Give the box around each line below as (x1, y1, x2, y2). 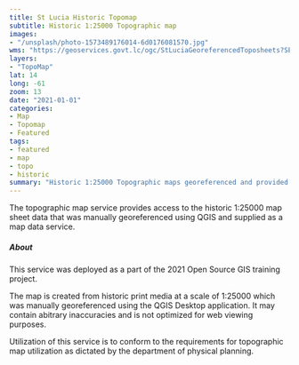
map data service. (9, 221, 76, 232)
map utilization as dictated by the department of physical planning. (9, 345, 255, 356)
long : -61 (9, 79, 46, 88)
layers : (9, 54, 38, 63)
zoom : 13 (9, 87, 42, 96)
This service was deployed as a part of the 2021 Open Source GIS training (9, 264, 280, 275)
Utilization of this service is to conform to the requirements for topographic (9, 337, 284, 347)
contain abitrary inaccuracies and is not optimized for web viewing (9, 310, 254, 321)
